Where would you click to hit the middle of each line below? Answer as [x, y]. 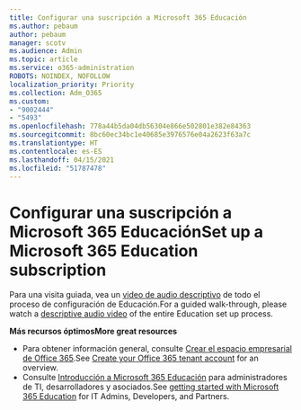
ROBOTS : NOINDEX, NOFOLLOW [60, 76]
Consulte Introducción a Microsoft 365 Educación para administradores [155, 378]
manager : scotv [38, 43]
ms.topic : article [44, 59]
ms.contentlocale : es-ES [56, 151]
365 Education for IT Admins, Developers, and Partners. [126, 397]
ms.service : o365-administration [72, 68]
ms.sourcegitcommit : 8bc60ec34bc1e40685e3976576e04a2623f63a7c [130, 135]
